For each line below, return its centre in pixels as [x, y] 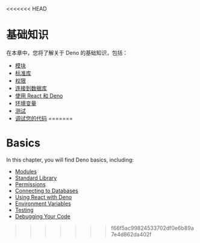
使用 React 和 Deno [39, 95]
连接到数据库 [31, 88]
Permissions [30, 184]
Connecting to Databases [46, 191]
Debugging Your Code [42, 216]
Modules [26, 171]
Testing [24, 210]
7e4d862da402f [131, 234]
